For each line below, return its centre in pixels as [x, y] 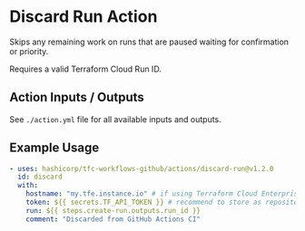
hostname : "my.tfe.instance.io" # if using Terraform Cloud [142, 194]
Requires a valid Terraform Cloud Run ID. [85, 69]
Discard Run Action [84, 17]
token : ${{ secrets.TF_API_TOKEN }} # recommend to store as [143, 202]
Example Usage [54, 148]
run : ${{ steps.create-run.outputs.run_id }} [113, 210]
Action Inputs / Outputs [77, 97]
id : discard [40, 177]
